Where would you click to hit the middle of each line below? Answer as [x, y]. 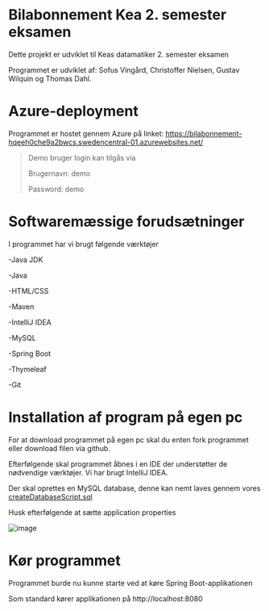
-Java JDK [26, 259]
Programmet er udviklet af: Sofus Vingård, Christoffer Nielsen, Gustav [124, 69]
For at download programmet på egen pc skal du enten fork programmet [129, 439]
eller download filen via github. [60, 448]
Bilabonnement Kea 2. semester [118, 15]
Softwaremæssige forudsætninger [126, 222]
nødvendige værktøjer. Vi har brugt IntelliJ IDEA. [88, 472]
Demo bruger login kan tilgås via [82, 157]
